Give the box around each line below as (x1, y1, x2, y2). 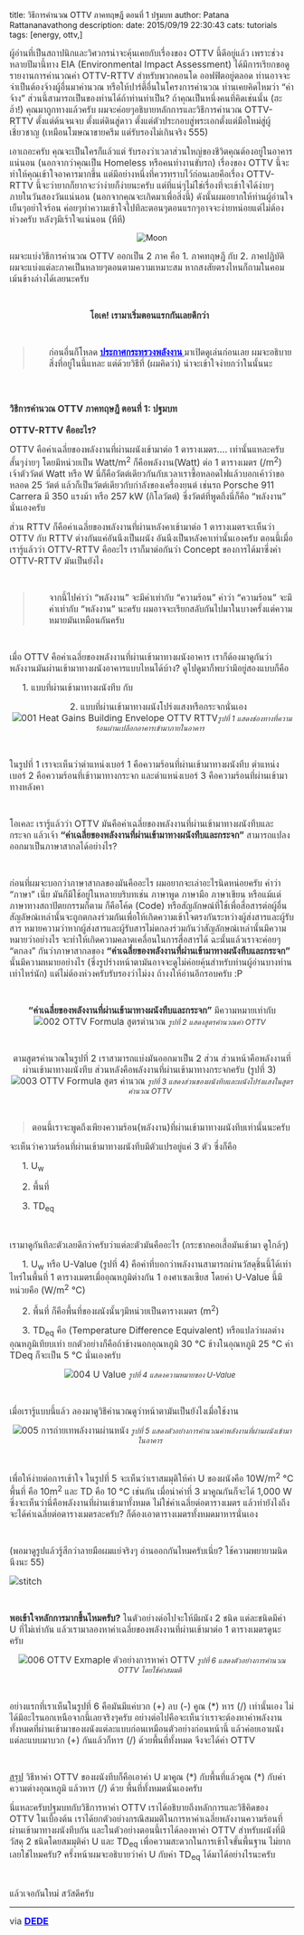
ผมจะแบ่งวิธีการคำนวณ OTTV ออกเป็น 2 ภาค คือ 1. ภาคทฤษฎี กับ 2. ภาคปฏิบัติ (9, 250, 285, 262)
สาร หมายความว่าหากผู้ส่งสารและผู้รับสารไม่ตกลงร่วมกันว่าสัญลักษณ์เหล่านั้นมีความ (9, 922, 287, 934)
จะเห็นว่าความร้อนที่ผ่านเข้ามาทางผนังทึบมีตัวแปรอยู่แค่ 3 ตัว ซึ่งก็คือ (9, 1141, 237, 1153)
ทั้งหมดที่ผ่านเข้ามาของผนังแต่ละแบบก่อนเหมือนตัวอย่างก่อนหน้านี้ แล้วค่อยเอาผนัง (9, 1722, 284, 1735)
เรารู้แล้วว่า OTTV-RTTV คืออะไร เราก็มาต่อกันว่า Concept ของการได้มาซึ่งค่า (9, 544, 281, 556)
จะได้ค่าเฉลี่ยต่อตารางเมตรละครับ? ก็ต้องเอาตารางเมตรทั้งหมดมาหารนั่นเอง (9, 1508, 259, 1521)
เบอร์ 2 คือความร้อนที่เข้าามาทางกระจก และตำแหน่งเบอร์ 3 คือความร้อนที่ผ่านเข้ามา (9, 770, 288, 783)
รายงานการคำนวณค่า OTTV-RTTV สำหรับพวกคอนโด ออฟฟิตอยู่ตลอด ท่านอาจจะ (9, 70, 291, 81)
